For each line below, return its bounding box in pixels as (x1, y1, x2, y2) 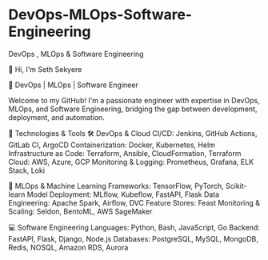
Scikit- (225, 181, 247, 190)
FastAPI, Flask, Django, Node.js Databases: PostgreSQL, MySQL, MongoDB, (8, 234, 258, 243)
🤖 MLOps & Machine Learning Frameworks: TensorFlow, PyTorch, (8, 181, 224, 190)
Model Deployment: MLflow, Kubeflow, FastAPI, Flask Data (26, 190, 220, 199)
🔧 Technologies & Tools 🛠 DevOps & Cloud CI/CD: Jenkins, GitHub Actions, (8, 128, 258, 138)
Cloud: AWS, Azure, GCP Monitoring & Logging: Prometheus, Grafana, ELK (8, 157, 254, 166)
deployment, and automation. (8, 112, 106, 122)
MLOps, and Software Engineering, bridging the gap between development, (8, 104, 258, 114)
